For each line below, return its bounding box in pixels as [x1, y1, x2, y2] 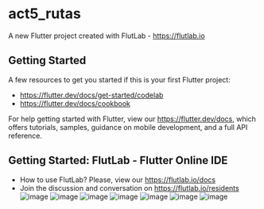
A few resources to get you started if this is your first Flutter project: [8, 74, 231, 84]
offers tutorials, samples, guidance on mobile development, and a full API [8, 122, 248, 131]
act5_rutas [8, 5, 81, 23]
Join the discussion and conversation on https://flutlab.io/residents [19, 183, 240, 192]
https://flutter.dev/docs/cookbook [19, 98, 131, 108]
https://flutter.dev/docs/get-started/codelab [19, 90, 164, 100]
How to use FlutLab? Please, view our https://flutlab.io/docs [19, 175, 216, 184]
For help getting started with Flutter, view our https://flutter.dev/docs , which [8, 114, 257, 123]
